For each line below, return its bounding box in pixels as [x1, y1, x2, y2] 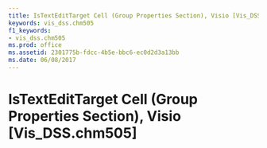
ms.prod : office [8, 41, 62, 49]
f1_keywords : [8, 26, 52, 34]
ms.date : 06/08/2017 [8, 56, 77, 64]
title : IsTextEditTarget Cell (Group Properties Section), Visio [8, 11, 229, 20]
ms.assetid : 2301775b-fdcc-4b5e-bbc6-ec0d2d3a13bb [8, 49, 180, 56]
